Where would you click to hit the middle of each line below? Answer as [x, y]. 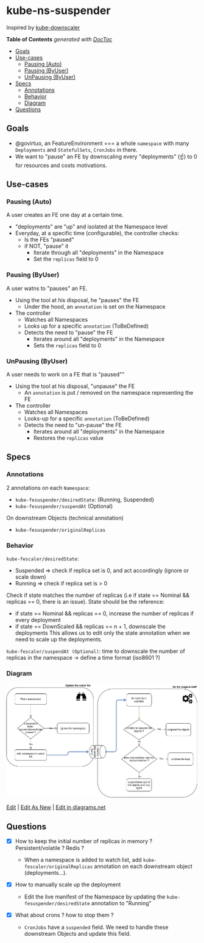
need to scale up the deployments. [58, 640]
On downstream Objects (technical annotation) [65, 518]
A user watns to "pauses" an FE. [47, 288]
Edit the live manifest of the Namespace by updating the [95, 897]
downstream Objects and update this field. [77, 934]
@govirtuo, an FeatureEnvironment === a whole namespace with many [102, 143]
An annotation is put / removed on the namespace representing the [109, 393]
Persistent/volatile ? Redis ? [49, 848]
